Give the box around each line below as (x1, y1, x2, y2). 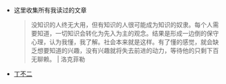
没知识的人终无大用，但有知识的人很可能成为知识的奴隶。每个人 (30, 21, 213, 29)
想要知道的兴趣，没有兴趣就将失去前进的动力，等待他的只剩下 (37, 47, 213, 54)
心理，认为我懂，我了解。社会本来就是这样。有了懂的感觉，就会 (30, 38, 213, 46)
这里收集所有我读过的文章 (13, 6, 87, 14)
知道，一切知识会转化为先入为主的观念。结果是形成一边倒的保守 (37, 30, 219, 37)
